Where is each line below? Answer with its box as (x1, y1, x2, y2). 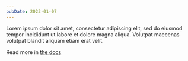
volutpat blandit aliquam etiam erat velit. (6, 37, 104, 44)
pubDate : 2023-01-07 (6, 8, 58, 15)
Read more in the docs (6, 48, 62, 56)
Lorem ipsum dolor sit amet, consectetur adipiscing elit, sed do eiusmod (6, 25, 183, 32)
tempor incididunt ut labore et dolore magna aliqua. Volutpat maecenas (6, 30, 180, 38)
